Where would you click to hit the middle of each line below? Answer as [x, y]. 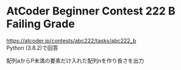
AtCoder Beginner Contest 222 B [91, 11]
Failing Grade [41, 24]
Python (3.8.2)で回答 [32, 48]
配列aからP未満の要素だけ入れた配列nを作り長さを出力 [75, 60]
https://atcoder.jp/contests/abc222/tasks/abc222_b [71, 40]
